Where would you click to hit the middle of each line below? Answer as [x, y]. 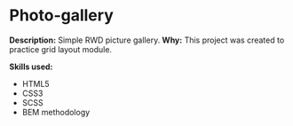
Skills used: [31, 67]
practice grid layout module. [61, 49]
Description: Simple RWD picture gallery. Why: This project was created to [147, 40]
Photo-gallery [61, 16]
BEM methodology [56, 112]
